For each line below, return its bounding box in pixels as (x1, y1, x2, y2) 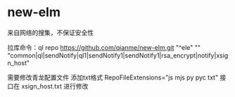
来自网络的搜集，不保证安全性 (7, 28, 94, 37)
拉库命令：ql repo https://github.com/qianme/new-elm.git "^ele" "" (7, 43, 201, 51)
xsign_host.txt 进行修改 (20, 82, 89, 90)
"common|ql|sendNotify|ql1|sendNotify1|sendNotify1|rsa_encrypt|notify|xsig (7, 51, 229, 60)
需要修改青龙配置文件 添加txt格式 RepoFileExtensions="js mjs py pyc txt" (7, 73, 219, 82)
